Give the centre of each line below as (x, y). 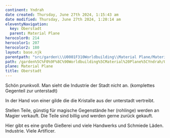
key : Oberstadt (26, 29)
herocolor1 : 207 (22, 43)
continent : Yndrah (25, 10)
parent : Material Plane (35, 33)
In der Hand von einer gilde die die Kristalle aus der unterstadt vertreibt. (80, 101)
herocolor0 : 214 (22, 38)
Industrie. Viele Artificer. (30, 131)
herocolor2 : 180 (22, 48)
